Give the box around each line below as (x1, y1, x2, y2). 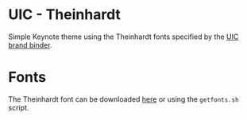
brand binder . (8, 40, 52, 49)
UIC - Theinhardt (8, 6, 121, 24)
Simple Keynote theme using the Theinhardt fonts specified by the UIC (8, 32, 239, 41)
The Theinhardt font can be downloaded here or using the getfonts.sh (8, 94, 240, 104)
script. (8, 103, 29, 112)
